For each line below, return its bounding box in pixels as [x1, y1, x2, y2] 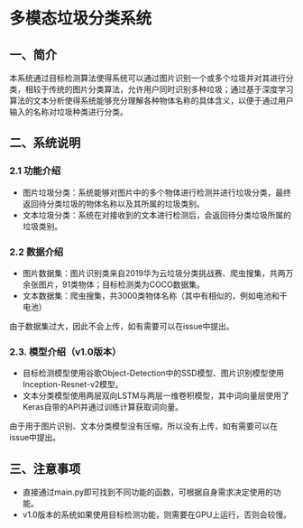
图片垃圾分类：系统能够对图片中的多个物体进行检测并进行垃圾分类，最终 [22, 187, 291, 198]
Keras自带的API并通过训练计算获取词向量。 [22, 402, 183, 412]
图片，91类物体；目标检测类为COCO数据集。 [38, 279, 206, 290]
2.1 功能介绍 [9, 164, 61, 177]
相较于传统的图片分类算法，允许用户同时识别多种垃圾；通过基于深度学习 [24, 84, 294, 95]
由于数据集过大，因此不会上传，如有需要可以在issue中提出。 [9, 320, 234, 331]
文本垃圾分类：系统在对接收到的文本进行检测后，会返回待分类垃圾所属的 [22, 209, 291, 220]
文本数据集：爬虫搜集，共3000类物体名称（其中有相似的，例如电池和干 [22, 290, 288, 301]
